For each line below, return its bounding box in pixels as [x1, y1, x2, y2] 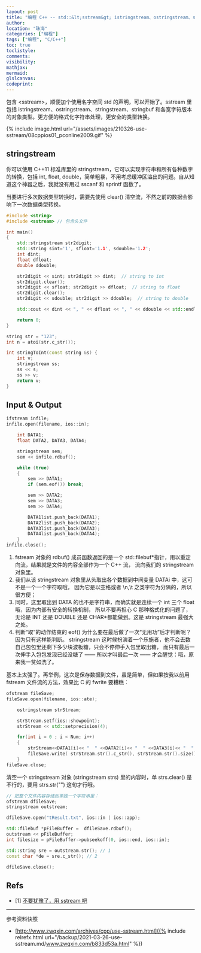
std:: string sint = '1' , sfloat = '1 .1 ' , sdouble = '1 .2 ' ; [17, 246, 151, 252]
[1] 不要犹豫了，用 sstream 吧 [14, 897, 88, 905]
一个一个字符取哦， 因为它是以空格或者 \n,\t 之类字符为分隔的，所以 [25, 584, 193, 590]
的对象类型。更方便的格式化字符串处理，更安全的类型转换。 [6, 113, 153, 120]
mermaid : [6, 70, 28, 76]
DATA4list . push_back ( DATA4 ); [28, 531, 100, 537]
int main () [6, 229, 33, 235]
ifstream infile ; [6, 415, 50, 422]
